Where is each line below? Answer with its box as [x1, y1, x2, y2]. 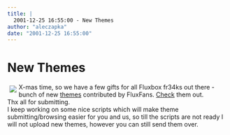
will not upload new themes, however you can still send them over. [7, 120, 199, 129]
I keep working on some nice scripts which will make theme [7, 106, 179, 114]
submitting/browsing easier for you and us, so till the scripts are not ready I [7, 113, 224, 121]
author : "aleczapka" [7, 23, 68, 30]
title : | [7, 10, 33, 17]
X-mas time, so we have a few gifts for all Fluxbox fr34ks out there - [18, 83, 215, 92]
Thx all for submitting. [7, 98, 71, 106]
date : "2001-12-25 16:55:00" [7, 29, 92, 37]
